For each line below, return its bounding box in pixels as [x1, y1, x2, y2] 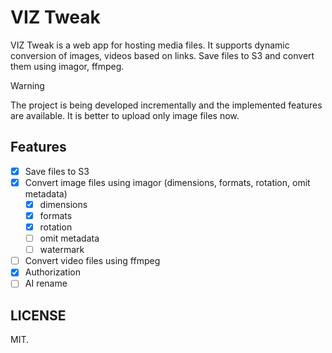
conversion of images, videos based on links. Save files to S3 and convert [10, 49, 315, 61]
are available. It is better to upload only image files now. [10, 109, 240, 121]
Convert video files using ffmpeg [24, 255, 161, 267]
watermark [39, 244, 85, 256]
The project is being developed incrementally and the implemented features [10, 99, 323, 111]
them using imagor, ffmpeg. [10, 60, 125, 72]
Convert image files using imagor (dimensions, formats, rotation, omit [24, 176, 311, 188]
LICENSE [10, 307, 67, 324]
